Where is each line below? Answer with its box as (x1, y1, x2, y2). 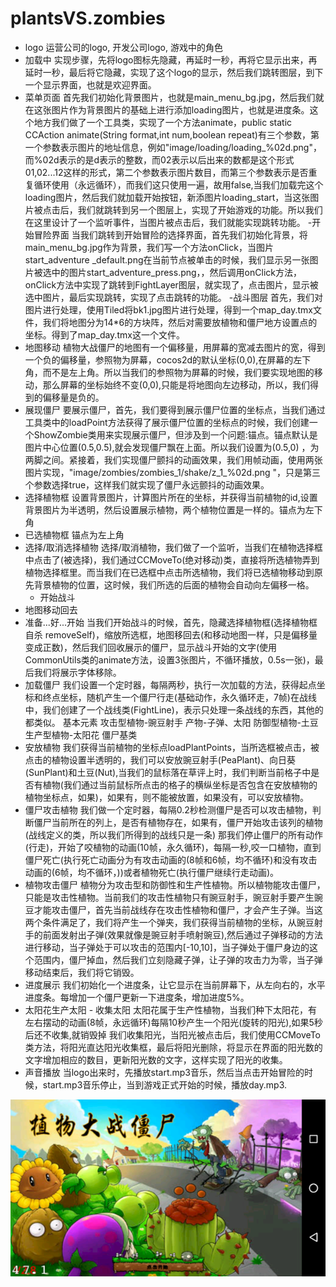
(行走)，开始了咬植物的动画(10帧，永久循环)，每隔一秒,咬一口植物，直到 (24, 841, 322, 853)
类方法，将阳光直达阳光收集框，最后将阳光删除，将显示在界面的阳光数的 (24, 1041, 323, 1053)
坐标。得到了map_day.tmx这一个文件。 (24, 328, 185, 341)
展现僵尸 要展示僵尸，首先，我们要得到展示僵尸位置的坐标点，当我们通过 (24, 403, 326, 416)
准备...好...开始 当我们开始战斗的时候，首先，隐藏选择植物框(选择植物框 (24, 616, 318, 628)
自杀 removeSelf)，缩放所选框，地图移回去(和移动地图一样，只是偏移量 (24, 628, 318, 641)
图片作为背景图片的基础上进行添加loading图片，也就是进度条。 (51, 103, 310, 116)
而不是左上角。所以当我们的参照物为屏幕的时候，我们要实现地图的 (42, 366, 315, 378)
